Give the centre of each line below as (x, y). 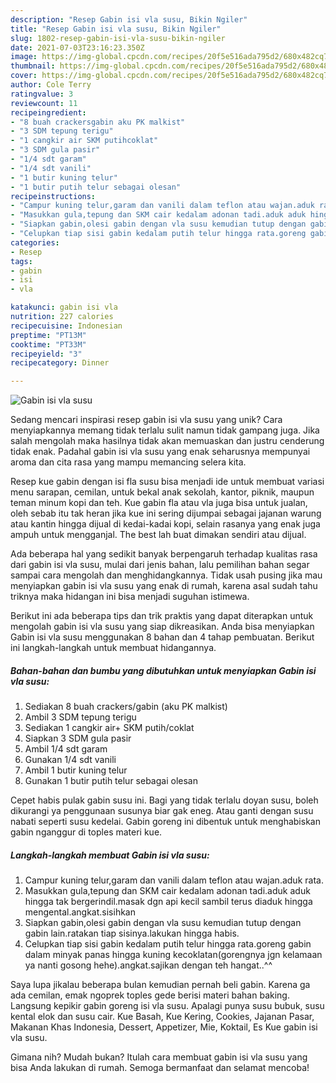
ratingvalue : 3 (42, 94)
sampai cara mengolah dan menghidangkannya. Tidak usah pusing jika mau (166, 575)
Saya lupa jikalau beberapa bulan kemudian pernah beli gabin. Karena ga (160, 985)
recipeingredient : (48, 112)
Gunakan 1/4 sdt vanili (70, 760)
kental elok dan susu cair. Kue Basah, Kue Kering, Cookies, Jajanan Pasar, (162, 1017)
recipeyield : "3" (46, 354)
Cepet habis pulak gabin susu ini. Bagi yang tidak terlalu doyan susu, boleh (164, 800)
